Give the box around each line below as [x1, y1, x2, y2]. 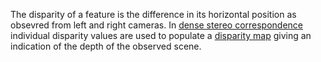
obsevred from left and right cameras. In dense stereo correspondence [10, 19, 304, 31]
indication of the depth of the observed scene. [10, 40, 202, 52]
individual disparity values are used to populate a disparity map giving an [10, 30, 312, 41]
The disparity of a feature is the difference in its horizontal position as [10, 9, 297, 20]
